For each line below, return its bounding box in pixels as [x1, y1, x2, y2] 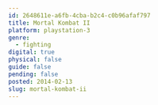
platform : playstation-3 [8, 26, 91, 34]
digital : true [8, 48, 56, 56]
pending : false [8, 70, 59, 78]
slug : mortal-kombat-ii [8, 84, 87, 93]
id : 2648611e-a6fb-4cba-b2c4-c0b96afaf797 [8, 11, 151, 20]
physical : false [8, 56, 62, 64]
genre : [8, 33, 30, 42]
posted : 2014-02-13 [8, 77, 73, 85]
